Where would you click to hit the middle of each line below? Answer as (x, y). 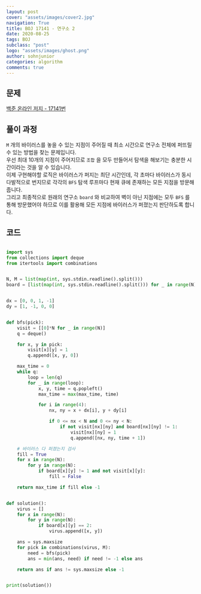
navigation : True (28, 23)
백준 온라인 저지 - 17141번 (36, 109)
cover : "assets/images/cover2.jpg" (51, 17)
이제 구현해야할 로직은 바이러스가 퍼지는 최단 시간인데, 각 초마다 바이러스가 (93, 175)
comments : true (25, 67)
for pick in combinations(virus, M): (64, 547)
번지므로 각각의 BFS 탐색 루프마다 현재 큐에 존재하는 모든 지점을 (105, 182)
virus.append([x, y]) (76, 531)
